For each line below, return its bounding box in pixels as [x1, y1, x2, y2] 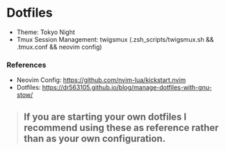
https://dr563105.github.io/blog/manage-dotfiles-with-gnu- [42, 84, 212, 92]
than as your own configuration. [23, 132, 166, 144]
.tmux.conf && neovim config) [16, 42, 102, 51]
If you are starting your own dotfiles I [23, 111, 187, 122]
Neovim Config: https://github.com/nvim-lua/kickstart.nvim [16, 76, 186, 84]
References [6, 60, 47, 70]
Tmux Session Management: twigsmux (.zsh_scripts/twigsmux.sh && [16, 35, 214, 43]
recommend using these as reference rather [23, 122, 219, 134]
